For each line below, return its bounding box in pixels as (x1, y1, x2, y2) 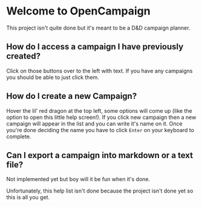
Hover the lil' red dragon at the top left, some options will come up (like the (6, 107, 192, 114)
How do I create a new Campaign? (6, 91, 137, 101)
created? (6, 51, 41, 62)
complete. (6, 133, 31, 140)
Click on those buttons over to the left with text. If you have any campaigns (6, 67, 193, 74)
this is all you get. (6, 194, 50, 201)
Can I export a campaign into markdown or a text (6, 150, 194, 161)
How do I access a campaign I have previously (6, 42, 184, 52)
